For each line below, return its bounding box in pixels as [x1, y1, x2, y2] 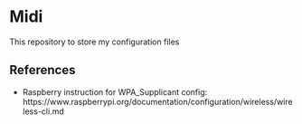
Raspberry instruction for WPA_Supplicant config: [22, 86, 208, 97]
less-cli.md [22, 106, 65, 117]
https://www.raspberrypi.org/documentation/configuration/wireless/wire [22, 96, 293, 107]
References [9, 62, 76, 78]
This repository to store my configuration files [9, 36, 180, 47]
